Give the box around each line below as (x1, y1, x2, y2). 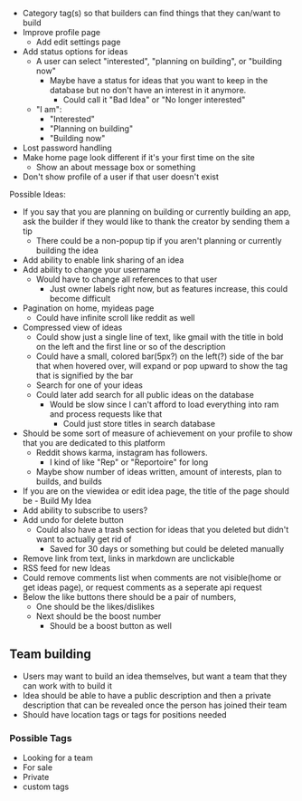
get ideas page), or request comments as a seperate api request (22, 582, 262, 593)
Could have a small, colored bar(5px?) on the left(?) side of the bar (35, 351, 284, 362)
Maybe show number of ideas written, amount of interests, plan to (35, 467, 282, 477)
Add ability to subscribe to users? (22, 505, 148, 516)
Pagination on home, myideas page (22, 303, 155, 314)
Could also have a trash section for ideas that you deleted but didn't (35, 525, 289, 535)
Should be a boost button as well (49, 621, 172, 631)
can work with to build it (22, 680, 113, 691)
